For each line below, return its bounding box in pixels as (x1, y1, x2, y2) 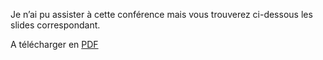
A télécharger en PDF (10, 39, 99, 50)
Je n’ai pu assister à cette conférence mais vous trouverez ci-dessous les (10, 9, 313, 20)
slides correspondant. (10, 19, 101, 31)
